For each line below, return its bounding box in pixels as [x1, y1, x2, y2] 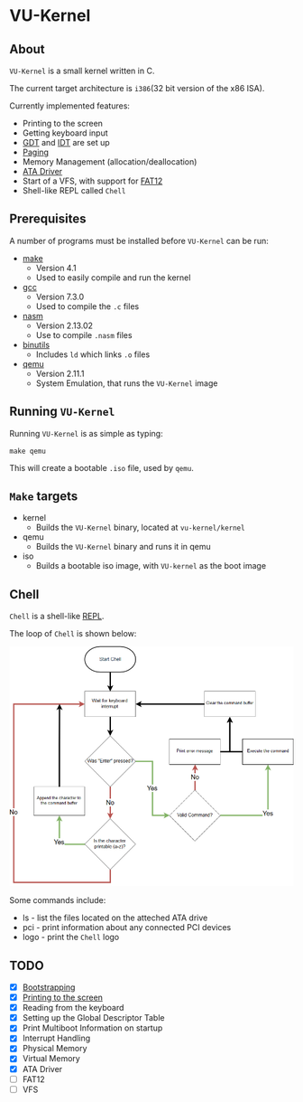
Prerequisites [9, 212, 87, 227]
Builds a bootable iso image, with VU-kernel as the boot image [35, 560, 267, 571]
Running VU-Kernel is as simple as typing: [9, 428, 164, 438]
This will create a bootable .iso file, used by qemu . [9, 462, 194, 473]
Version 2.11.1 [35, 368, 85, 379]
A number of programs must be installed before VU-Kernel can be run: [9, 235, 269, 246]
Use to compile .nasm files [35, 329, 133, 340]
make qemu [9, 447, 47, 456]
